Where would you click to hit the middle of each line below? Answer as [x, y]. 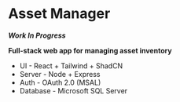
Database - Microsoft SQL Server [73, 90]
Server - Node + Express [60, 74]
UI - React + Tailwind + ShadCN [71, 66]
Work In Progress [37, 35]
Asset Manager [59, 14]
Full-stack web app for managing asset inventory [90, 50]
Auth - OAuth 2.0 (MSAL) [60, 82]
